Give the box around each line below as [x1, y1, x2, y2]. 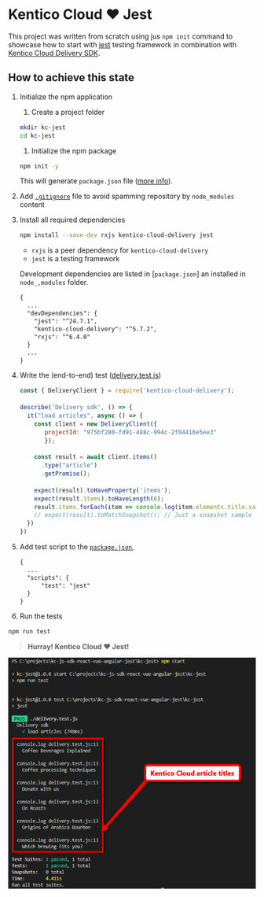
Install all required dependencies [19, 215, 126, 225]
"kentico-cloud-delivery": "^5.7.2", [34, 325, 157, 334]
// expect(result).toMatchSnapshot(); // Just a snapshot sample [34, 511, 253, 519]
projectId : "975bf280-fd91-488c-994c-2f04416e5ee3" [44, 428, 218, 436]
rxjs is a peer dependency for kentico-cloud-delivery [31, 245, 208, 255]
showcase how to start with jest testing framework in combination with [8, 39, 237, 49]
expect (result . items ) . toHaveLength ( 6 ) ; [34, 494, 165, 503]
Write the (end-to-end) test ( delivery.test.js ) [19, 371, 162, 380]
